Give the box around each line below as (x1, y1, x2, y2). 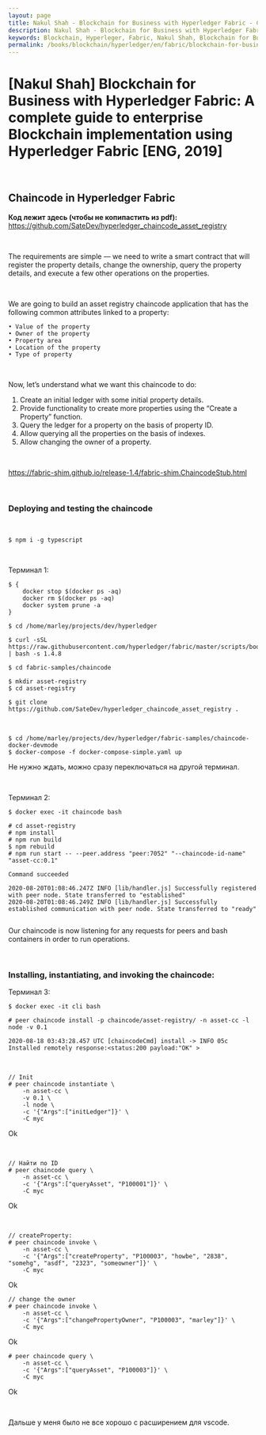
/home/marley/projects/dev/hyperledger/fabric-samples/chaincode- (25, 735, 249, 742)
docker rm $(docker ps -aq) (22, 594, 115, 602)
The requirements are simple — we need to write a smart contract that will (8, 251, 250, 261)
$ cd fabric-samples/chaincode (8, 664, 112, 672)
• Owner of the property (8, 329, 90, 337)
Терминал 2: (8, 793, 51, 803)
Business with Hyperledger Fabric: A (8, 92, 256, 110)
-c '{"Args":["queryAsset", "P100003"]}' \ (22, 1366, 169, 1374)
